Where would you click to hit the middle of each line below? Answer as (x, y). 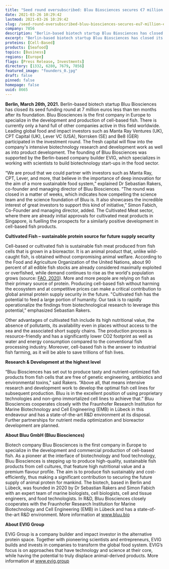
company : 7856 (20, 29)
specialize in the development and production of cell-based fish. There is (81, 120)
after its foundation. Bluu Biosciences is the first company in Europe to (78, 115)
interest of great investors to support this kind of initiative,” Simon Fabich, (81, 205)
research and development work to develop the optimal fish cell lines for (80, 388)
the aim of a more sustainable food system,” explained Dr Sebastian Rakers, (84, 183)
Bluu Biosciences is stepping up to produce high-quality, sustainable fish (81, 461)
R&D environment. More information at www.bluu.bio (75, 515)
